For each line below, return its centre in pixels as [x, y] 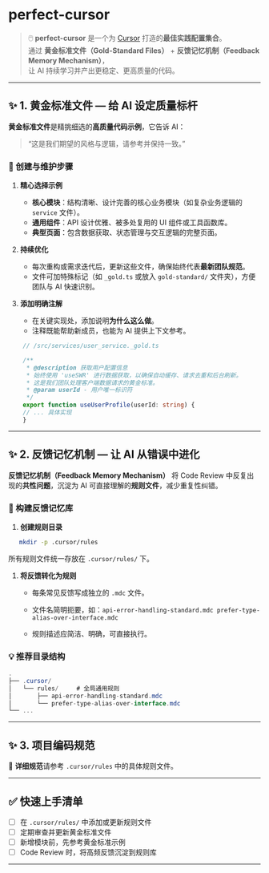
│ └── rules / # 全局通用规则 [64, 688]
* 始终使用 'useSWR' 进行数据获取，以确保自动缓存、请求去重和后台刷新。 [134, 375]
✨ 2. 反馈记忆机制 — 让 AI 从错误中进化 [104, 455]
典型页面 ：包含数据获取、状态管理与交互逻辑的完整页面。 [126, 232]
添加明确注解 [41, 304]
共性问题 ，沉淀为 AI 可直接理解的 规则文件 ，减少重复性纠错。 [122, 485]
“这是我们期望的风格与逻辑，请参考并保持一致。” [106, 143]
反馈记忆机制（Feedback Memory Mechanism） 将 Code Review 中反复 [128, 475]
